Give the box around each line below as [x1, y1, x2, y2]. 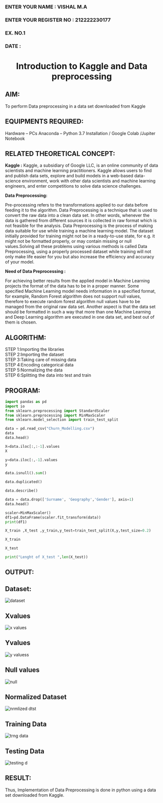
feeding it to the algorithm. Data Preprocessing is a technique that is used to [5, 207, 158, 213]
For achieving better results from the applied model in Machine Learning [5, 278, 150, 284]
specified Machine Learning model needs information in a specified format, [5, 288, 156, 294]
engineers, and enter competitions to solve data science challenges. [5, 183, 142, 189]
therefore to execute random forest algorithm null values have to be [5, 299, 140, 305]
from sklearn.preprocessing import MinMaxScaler [5, 413, 106, 418]
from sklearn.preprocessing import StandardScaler [5, 408, 110, 413]
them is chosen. [5, 319, 37, 325]
